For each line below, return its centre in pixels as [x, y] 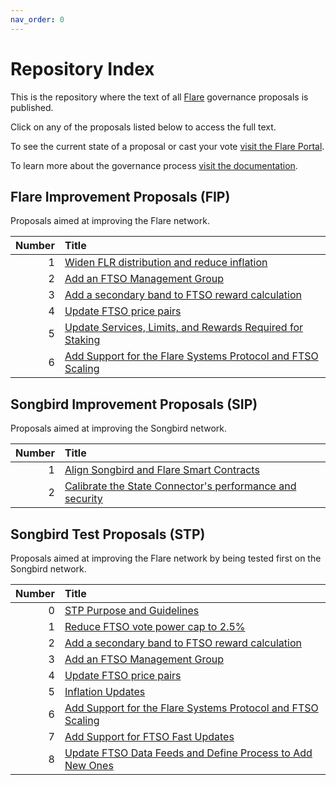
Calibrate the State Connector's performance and [180, 486]
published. [32, 107]
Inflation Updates [105, 691]
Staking [82, 340]
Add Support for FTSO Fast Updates [149, 736]
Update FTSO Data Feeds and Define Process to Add [188, 753]
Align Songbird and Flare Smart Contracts [162, 470]
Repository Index [82, 68]
